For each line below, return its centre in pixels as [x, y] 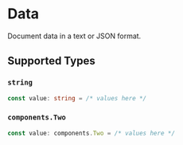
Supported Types [52, 61]
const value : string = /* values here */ [77, 98]
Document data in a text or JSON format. [74, 36]
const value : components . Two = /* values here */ [91, 133]
